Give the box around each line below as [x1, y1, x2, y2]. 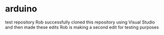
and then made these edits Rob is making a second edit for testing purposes [5, 24, 159, 30]
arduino [5, 3, 38, 14]
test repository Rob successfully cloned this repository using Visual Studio [5, 19, 155, 25]
